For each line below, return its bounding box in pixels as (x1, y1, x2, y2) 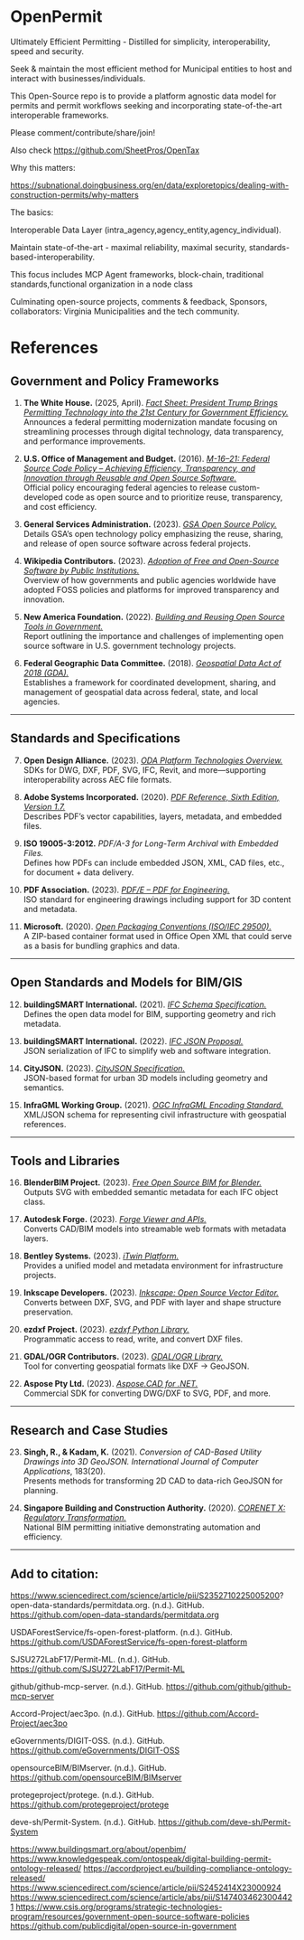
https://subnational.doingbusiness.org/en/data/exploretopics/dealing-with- (10, 179, 290, 191)
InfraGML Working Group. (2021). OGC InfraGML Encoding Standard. (23, 1099, 284, 1110)
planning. (23, 1485, 59, 1496)
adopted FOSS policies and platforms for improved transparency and (23, 584, 280, 595)
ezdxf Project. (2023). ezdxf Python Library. (23, 1324, 190, 1335)
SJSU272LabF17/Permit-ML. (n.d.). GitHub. (10, 1654, 170, 1664)
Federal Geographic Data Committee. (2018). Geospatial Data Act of (23, 657, 281, 668)
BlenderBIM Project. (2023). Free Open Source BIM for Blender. (23, 1177, 263, 1188)
